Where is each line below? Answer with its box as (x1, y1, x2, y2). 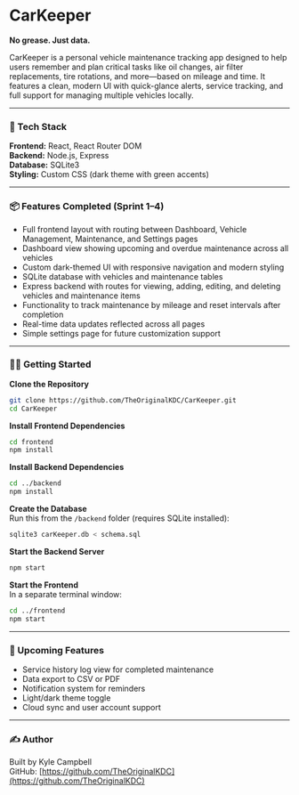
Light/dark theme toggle (21, 692, 111, 703)
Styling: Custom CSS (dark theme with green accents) (9, 169, 209, 180)
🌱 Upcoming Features (9, 644, 105, 656)
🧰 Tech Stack (9, 120, 68, 133)
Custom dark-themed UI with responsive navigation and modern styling (21, 262, 285, 272)
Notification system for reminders (21, 683, 146, 694)
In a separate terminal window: (9, 588, 123, 599)
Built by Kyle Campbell (9, 757, 92, 767)
